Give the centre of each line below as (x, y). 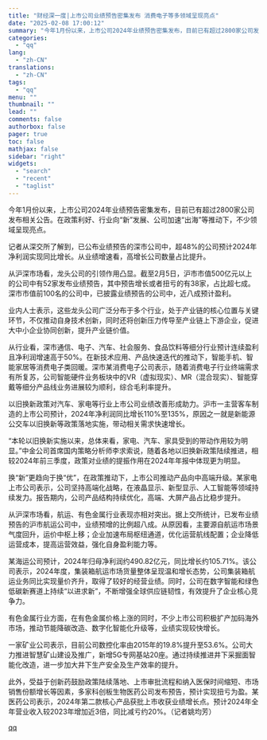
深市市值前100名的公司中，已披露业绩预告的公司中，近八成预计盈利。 (122, 293)
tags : (17, 82)
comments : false (35, 119)
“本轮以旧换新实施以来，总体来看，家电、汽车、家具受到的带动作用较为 (125, 440)
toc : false (26, 141)
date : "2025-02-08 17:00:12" (56, 23)
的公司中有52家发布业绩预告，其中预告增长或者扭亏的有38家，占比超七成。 (132, 283)
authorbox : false (37, 127)
